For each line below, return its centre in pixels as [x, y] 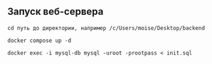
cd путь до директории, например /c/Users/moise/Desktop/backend [106, 28]
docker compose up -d [39, 41]
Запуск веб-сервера [55, 12]
